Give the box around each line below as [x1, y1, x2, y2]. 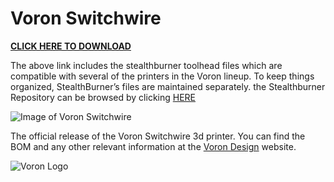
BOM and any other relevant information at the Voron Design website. [10, 140, 297, 152]
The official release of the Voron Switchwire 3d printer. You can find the [10, 130, 306, 142]
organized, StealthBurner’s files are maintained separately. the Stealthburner [10, 80, 326, 92]
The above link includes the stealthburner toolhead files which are [10, 59, 283, 71]
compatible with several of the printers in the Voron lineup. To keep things [10, 70, 315, 82]
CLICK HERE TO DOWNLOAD [10, 40, 132, 52]
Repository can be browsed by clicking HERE [10, 91, 196, 103]
